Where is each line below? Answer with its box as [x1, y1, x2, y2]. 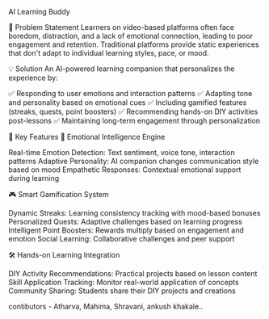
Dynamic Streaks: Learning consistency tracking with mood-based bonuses [8, 208, 261, 217]
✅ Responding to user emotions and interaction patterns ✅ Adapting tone [8, 89, 253, 98]
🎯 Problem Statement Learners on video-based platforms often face [8, 23, 235, 31]
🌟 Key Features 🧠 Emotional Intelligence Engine [8, 132, 166, 141]
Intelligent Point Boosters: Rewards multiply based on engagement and [8, 225, 245, 235]
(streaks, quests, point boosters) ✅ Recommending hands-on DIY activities [8, 107, 258, 116]
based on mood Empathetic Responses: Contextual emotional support [8, 165, 242, 174]
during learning [8, 174, 60, 183]
